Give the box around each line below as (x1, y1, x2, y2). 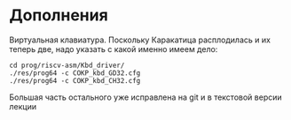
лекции (9, 101, 37, 111)
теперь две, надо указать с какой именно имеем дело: (9, 43, 218, 54)
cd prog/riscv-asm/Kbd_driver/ (9, 61, 125, 70)
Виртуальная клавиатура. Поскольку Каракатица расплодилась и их (9, 34, 271, 45)
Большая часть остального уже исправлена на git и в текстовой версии (9, 92, 282, 102)
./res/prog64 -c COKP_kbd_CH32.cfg (9, 76, 141, 85)
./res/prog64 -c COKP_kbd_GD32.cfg (9, 68, 141, 78)
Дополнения (9, 5, 108, 26)
